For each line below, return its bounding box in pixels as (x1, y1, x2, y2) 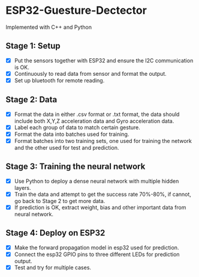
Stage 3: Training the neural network (5, 162, 146, 172)
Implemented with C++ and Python (5, 23, 92, 31)
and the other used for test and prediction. (14, 144, 119, 151)
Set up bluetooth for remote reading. (14, 76, 105, 84)
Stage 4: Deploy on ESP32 (5, 228, 105, 238)
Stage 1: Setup (5, 41, 61, 51)
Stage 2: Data (5, 94, 58, 105)
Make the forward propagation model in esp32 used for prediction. (14, 244, 179, 251)
